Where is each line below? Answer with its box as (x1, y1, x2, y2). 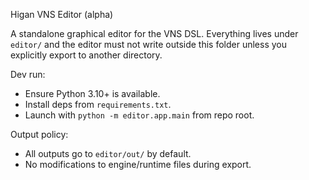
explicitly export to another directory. (10, 49, 163, 61)
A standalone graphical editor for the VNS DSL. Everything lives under (10, 28, 299, 39)
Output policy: (10, 129, 69, 140)
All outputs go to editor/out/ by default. (24, 148, 192, 159)
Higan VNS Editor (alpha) (10, 9, 114, 20)
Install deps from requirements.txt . (24, 99, 172, 110)
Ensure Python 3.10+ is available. (24, 88, 161, 99)
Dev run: (10, 69, 46, 80)
